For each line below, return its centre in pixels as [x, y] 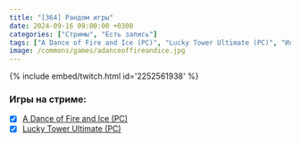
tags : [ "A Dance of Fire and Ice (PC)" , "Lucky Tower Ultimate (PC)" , [143, 42]
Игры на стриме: [48, 99]
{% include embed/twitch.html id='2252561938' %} [104, 76]
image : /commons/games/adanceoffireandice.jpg [97, 51]
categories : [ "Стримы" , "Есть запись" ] [83, 34]
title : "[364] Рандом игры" [62, 17]
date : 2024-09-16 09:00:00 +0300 [71, 26]
